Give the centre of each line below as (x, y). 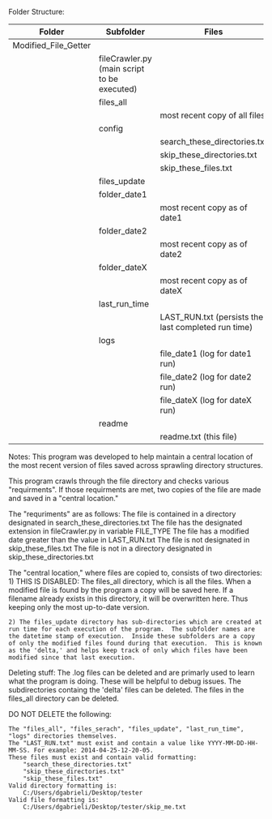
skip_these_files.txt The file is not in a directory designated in (110, 548)
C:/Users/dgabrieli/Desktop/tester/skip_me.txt (104, 807)
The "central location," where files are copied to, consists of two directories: (136, 572)
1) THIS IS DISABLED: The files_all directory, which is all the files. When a (130, 581)
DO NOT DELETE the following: (60, 714)
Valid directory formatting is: (63, 786)
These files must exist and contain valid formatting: (103, 757)
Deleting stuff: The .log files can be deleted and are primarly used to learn (132, 673)
